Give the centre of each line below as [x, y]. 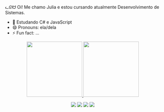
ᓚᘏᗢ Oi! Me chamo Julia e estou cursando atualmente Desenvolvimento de [82, 7]
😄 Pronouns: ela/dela [34, 27]
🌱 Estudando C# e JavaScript [42, 22]
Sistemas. [15, 13]
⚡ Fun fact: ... [26, 33]
